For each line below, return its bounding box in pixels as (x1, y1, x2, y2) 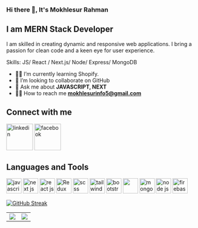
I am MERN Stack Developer (6, 24, 114, 35)
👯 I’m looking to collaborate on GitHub (15, 76, 110, 84)
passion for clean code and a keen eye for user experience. (6, 47, 155, 54)
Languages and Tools (6, 162, 89, 172)
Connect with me (6, 107, 73, 118)
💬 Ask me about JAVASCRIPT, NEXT (15, 83, 107, 90)
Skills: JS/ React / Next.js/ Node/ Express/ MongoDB (6, 58, 137, 65)
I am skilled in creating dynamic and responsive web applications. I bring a (6, 40, 192, 47)
